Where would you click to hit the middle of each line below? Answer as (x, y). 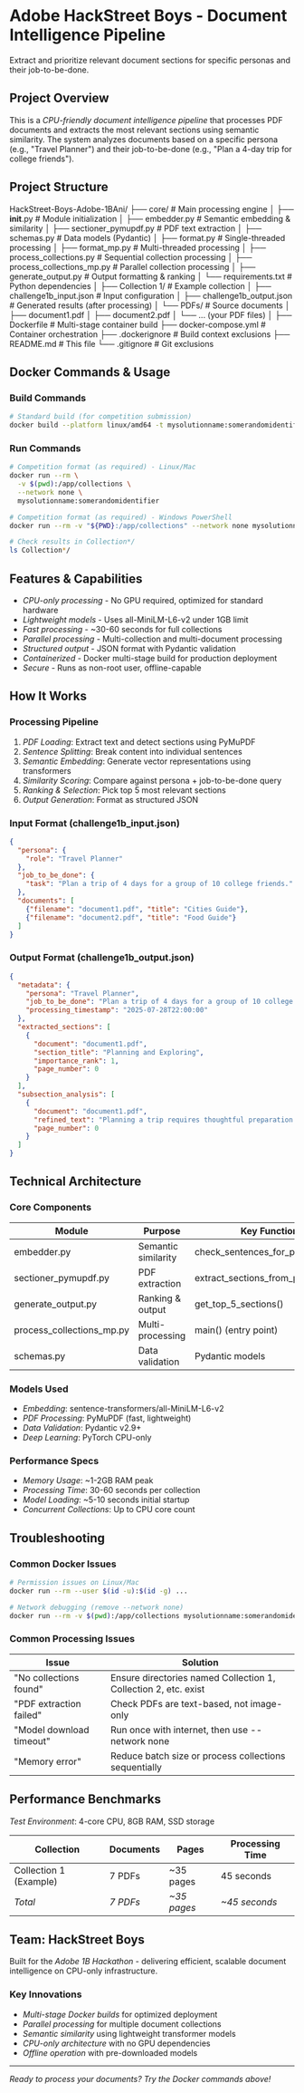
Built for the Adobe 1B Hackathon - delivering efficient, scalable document (148, 1962)
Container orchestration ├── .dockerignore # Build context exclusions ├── (150, 334)
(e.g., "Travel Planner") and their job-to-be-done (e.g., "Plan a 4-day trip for (151, 149)
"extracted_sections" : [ (64, 1027)
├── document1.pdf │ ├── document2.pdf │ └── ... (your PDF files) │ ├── (151, 314)
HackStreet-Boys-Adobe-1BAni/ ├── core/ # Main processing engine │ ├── (152, 208)
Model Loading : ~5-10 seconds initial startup (106, 1500)
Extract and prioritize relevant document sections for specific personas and (150, 60)
